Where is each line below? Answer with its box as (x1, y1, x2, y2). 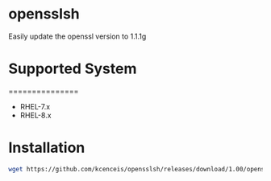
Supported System (8, 60, 137, 78)
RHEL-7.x (19, 101, 51, 111)
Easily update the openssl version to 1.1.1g (8, 31, 147, 41)
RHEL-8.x (19, 110, 52, 120)
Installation (8, 138, 85, 157)
